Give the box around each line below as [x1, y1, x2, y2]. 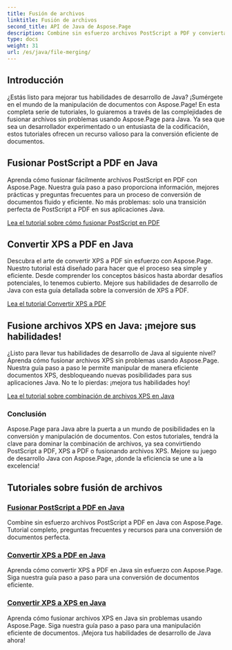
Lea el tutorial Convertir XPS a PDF [7, 299, 106, 308]
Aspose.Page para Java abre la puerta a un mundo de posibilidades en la [7, 425, 215, 433]
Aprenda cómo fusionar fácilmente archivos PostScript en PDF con [7, 175, 198, 184]
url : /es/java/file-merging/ [7, 49, 91, 56]
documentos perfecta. [7, 533, 70, 541]
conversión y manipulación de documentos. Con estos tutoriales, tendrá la [7, 432, 219, 441]
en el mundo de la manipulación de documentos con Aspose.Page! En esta [7, 100, 220, 108]
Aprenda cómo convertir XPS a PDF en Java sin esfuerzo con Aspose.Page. [7, 566, 223, 574]
